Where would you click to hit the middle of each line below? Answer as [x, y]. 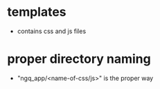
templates [37, 12]
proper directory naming [79, 59]
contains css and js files [52, 31]
